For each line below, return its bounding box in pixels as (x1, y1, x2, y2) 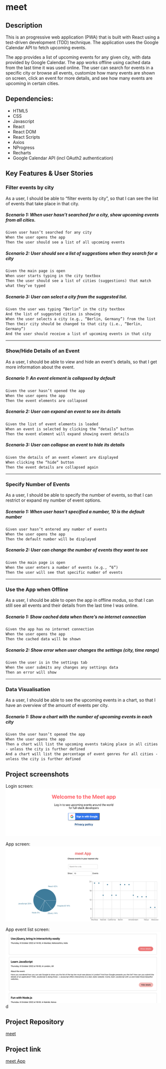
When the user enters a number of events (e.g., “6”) (5, 565, 119, 570)
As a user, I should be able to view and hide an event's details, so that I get (5, 359, 157, 365)
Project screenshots (5, 770, 69, 778)
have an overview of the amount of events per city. (5, 702, 109, 708)
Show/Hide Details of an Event (5, 347, 80, 354)
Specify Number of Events (5, 480, 70, 487)
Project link (5, 1045, 41, 1053)
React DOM (12, 129, 36, 135)
